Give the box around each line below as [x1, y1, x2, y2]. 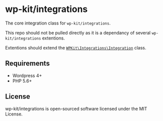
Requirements [5, 59, 50, 68]
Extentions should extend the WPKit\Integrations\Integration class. [5, 44, 147, 50]
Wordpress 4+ [12, 72, 42, 78]
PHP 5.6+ [12, 77, 32, 83]
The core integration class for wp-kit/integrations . [5, 20, 111, 26]
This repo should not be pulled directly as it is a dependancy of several [5, 29, 151, 35]
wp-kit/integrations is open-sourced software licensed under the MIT [5, 105, 148, 111]
